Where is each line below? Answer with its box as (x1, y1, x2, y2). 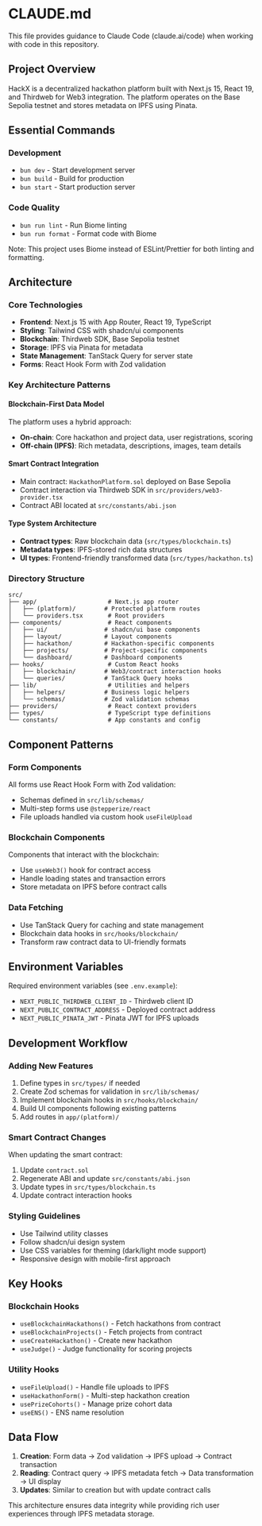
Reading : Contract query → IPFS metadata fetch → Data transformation (19, 1468, 254, 1478)
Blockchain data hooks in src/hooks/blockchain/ (19, 928, 179, 938)
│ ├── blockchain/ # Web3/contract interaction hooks (8, 668, 222, 676)
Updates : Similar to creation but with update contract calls (19, 1485, 211, 1495)
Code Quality (8, 202, 60, 213)
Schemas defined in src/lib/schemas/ (19, 795, 144, 804)
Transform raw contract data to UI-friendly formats (19, 937, 187, 947)
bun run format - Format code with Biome (19, 228, 157, 238)
